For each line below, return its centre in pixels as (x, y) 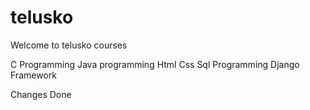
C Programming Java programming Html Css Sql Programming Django (155, 64)
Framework (33, 75)
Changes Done (41, 94)
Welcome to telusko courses (69, 45)
